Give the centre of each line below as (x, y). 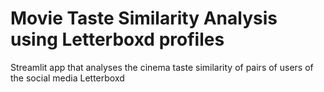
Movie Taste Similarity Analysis (144, 18)
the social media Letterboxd (67, 78)
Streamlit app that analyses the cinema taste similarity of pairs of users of (162, 67)
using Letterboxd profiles (117, 39)
